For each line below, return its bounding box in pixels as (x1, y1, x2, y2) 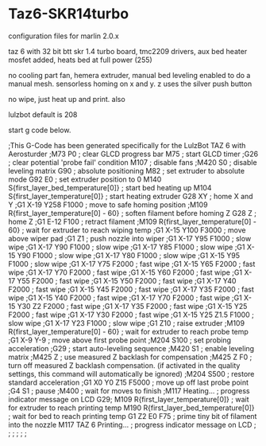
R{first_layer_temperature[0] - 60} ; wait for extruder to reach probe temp (8, 327, 249, 336)
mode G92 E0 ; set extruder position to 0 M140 (8, 174, 162, 184)
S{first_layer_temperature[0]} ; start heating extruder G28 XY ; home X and (8, 191, 253, 201)
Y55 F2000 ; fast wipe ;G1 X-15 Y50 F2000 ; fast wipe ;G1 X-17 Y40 (17, 276, 237, 285)
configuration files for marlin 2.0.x (8, 31, 119, 41)
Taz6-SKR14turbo (8, 5, 129, 23)
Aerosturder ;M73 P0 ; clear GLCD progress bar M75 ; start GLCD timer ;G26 (8, 149, 259, 158)
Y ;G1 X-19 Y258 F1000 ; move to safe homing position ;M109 (8, 200, 208, 209)
